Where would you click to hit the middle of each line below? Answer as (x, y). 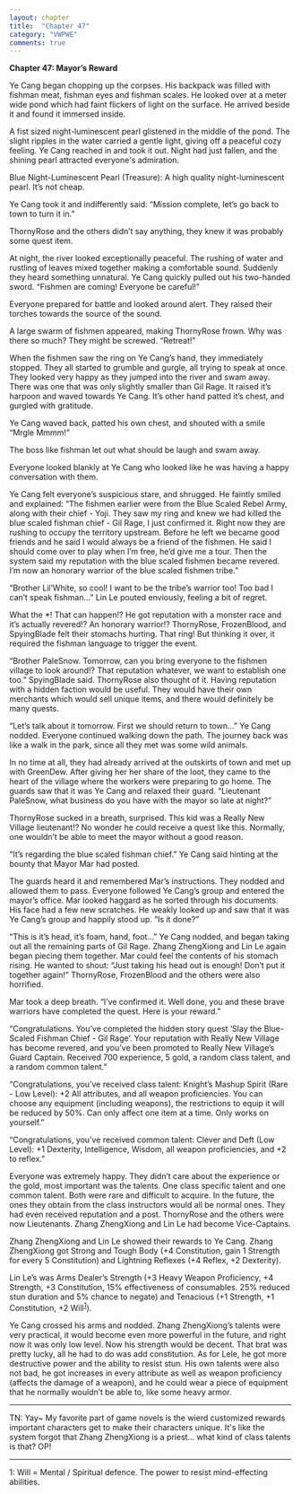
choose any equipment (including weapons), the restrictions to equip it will (147, 1104)
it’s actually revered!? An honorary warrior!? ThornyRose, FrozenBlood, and (148, 625)
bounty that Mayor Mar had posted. (75, 864)
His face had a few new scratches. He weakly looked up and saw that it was (149, 910)
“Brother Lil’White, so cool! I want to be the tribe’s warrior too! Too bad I (142, 588)
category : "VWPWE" (43, 34)
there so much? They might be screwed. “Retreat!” (103, 341)
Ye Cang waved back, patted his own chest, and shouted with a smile (138, 424)
